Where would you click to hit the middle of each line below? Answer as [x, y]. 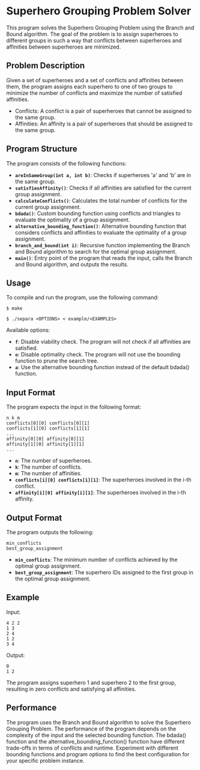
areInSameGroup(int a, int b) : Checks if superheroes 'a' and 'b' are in [103, 175]
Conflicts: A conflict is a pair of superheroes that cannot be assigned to [103, 111]
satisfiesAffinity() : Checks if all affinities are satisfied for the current [103, 188]
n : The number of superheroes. [53, 461]
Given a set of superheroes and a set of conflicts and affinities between [95, 80]
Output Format [34, 518]
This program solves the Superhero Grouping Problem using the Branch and [100, 28]
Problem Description [46, 66]
